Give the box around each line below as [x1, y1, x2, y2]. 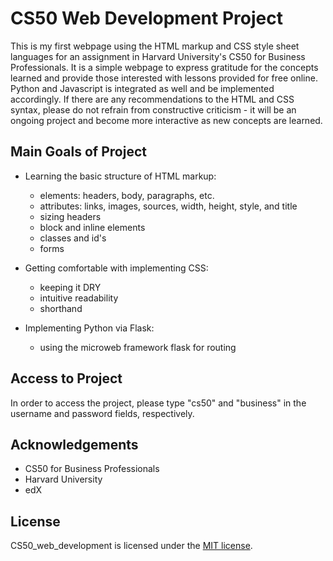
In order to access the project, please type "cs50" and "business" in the [10, 397, 307, 409]
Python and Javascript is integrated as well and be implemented [10, 82, 275, 94]
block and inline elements [39, 221, 146, 233]
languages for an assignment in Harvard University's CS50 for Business [10, 50, 306, 62]
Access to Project [10, 370, 123, 387]
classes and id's [39, 232, 107, 244]
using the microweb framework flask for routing [39, 341, 237, 353]
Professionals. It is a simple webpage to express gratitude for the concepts [10, 61, 319, 73]
